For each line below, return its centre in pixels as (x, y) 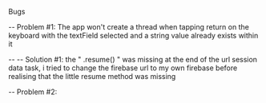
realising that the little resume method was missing (92, 76)
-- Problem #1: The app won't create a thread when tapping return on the (129, 27)
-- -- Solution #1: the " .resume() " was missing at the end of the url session (133, 59)
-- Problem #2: (33, 92)
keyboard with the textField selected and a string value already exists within (133, 36)
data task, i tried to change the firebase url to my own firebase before (123, 68)
